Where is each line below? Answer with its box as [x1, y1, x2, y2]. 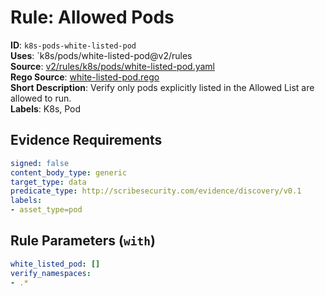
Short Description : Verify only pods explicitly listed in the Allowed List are [10, 81, 315, 93]
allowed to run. [10, 92, 72, 104]
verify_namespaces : [10, 268, 92, 278]
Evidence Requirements [10, 132, 163, 149]
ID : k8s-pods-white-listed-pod [10, 39, 137, 51]
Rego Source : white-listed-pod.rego [10, 71, 160, 83]
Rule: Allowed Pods [10, 6, 175, 29]
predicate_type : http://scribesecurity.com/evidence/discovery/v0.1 [10, 186, 302, 196]
